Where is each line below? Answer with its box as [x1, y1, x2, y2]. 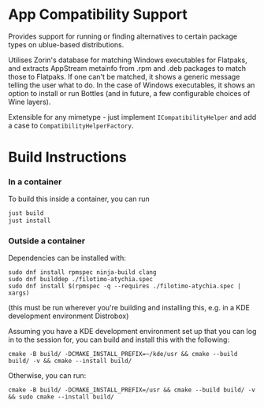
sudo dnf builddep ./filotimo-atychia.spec [8, 276, 154, 284]
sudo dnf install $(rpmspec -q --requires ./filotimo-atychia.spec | [8, 282, 242, 291]
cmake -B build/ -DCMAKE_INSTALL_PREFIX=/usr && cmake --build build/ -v [8, 386, 256, 395]
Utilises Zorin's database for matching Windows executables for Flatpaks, [8, 55, 247, 65]
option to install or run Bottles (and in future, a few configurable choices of [8, 88, 251, 98]
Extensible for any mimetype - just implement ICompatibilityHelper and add [8, 112, 257, 121]
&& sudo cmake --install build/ [8, 393, 114, 401]
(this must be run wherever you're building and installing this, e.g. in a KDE [8, 303, 251, 313]
